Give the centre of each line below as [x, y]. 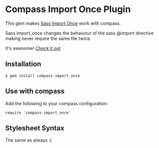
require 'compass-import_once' [38, 113]
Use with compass [35, 91]
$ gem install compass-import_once [43, 76]
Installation [23, 64]
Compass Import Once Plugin [68, 9]
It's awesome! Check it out [33, 48]
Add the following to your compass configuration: [57, 103]
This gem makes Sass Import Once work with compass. [63, 23]
